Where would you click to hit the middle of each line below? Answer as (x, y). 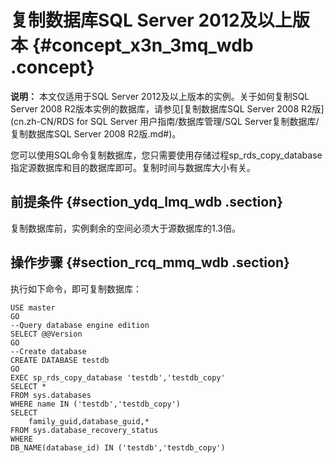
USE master (33, 307)
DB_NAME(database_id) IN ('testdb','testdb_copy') (118, 447)
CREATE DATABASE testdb (60, 360)
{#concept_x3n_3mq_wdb (142, 45)
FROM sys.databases (51, 395)
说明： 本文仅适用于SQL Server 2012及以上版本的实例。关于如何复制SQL (160, 96)
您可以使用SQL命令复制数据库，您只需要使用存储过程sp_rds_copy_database (166, 155)
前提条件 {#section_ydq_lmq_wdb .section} (147, 202)
